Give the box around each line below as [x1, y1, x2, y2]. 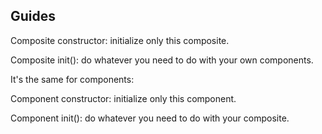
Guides [10, 8, 57, 25]
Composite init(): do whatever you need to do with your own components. [10, 54, 314, 66]
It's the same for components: [10, 73, 135, 85]
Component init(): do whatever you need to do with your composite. [10, 112, 290, 124]
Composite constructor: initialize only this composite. [10, 34, 230, 46]
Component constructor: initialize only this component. [10, 92, 237, 104]
